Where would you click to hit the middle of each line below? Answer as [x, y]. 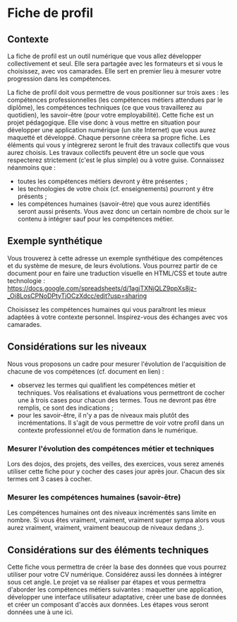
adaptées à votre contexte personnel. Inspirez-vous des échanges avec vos [117, 317]
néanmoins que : [32, 167]
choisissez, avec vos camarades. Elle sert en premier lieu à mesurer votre [114, 71]
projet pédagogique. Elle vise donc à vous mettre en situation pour [104, 122]
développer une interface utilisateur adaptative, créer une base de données [117, 597]
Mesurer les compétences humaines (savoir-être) [94, 497]
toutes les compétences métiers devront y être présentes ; [103, 181]
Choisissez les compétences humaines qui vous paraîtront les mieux [107, 309]
